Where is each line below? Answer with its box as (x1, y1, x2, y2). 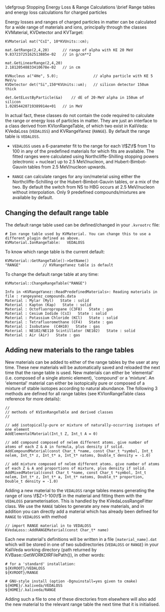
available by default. (12, 194, 53, 200)
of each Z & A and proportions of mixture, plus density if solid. (5, 466, 147, 471)
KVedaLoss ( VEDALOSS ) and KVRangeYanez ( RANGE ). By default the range (5, 128, 150, 134)
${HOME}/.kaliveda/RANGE (5, 587, 56, 592)
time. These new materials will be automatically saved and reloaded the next (5, 364, 160, 370)
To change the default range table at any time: (5, 271, 99, 277)
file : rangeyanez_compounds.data (5, 294, 76, 299)
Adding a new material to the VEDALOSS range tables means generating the (5, 487, 155, 493)
